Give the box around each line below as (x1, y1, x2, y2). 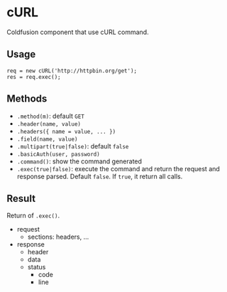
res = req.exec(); (6, 73, 61, 80)
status (27, 263, 46, 271)
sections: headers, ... (27, 232, 89, 242)
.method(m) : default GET (16, 112, 84, 120)
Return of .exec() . (6, 211, 60, 220)
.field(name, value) (16, 136, 78, 143)
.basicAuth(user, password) (16, 151, 100, 158)
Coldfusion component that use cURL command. (6, 28, 150, 36)
